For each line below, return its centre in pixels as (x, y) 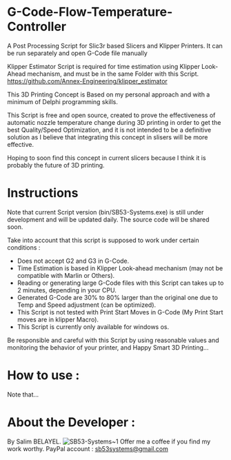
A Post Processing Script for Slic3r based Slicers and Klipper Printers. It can (115, 46)
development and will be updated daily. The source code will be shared (108, 219)
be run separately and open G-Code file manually (78, 53)
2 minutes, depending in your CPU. (67, 290)
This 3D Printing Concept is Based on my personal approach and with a (109, 94)
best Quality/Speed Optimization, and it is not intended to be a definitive (109, 130)
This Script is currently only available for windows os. (93, 327)
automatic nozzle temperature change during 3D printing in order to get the (114, 122)
